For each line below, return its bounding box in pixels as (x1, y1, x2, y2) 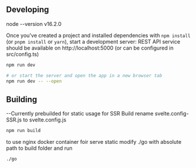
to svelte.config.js (22, 116, 67, 123)
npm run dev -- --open (6, 78, 62, 84)
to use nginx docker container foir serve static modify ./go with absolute (6, 139, 182, 146)
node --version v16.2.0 (6, 20, 62, 27)
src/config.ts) (6, 50, 40, 58)
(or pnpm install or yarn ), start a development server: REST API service (6, 38, 181, 45)
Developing (6, 5, 49, 15)
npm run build (6, 128, 41, 134)
